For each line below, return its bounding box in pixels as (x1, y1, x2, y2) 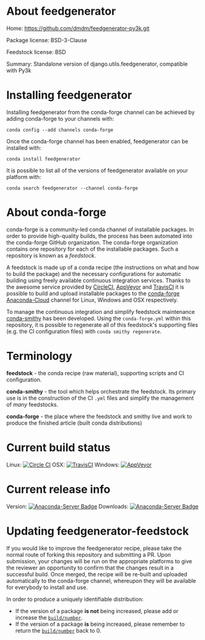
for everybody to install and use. (6, 584, 88, 591)
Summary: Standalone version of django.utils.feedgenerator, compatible (6, 60, 188, 67)
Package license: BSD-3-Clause (6, 36, 88, 44)
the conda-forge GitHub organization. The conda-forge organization (6, 238, 179, 246)
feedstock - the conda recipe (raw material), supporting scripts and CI (6, 369, 185, 376)
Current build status (6, 440, 111, 454)
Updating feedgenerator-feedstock (6, 524, 189, 538)
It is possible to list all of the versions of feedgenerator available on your (6, 167, 188, 174)
